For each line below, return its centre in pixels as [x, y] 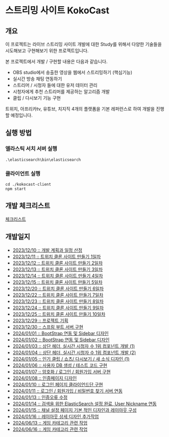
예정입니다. [22, 115]
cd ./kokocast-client [28, 184]
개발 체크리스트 [28, 206]
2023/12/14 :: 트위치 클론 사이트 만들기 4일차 [58, 276]
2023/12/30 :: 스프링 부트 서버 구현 [48, 327]
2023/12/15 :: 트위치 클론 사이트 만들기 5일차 [58, 282]
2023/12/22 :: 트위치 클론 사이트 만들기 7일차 [58, 295]
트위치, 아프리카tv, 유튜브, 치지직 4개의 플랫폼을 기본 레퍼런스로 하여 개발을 [80, 109]
